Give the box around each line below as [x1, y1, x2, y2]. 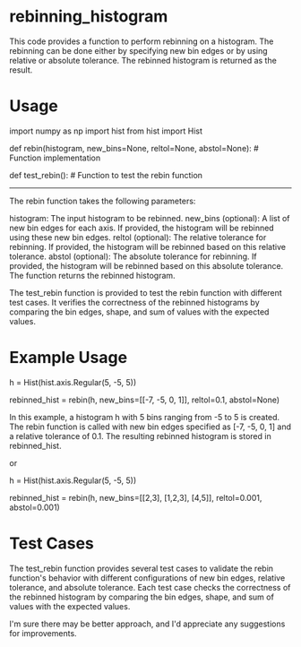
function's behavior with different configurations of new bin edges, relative [9, 572, 286, 583]
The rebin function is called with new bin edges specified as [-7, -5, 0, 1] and [9, 421, 292, 432]
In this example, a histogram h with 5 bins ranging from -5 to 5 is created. [9, 411, 280, 422]
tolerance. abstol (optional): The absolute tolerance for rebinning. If [9, 251, 257, 262]
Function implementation [9, 152, 101, 163]
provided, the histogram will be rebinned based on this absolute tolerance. [9, 260, 284, 271]
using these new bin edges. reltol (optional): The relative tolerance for [9, 231, 267, 243]
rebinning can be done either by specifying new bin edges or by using [9, 45, 268, 56]
